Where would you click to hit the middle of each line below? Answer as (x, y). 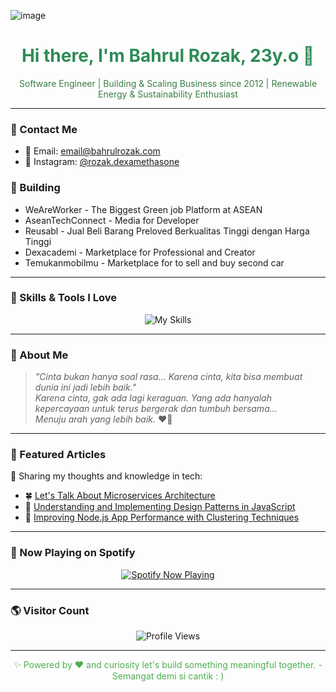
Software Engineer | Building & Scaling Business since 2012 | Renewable (168, 83)
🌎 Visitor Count (50, 610)
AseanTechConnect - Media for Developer (112, 220)
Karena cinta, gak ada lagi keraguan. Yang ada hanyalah (153, 398)
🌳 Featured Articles (58, 455)
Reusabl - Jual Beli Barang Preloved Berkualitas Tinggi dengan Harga (167, 231)
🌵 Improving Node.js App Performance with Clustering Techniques (162, 517)
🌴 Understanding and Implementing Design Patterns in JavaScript (160, 507)
